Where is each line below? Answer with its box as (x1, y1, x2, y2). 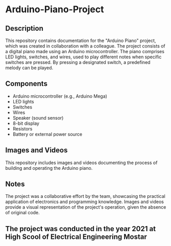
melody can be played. (5, 65, 54, 71)
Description (5, 24, 43, 33)
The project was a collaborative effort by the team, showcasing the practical (5, 193, 166, 199)
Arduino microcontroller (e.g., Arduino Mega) (12, 93, 107, 99)
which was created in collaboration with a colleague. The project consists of (5, 43, 166, 49)
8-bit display (12, 120, 40, 126)
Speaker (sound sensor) (12, 115, 64, 121)
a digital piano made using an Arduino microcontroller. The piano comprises (5, 49, 165, 54)
